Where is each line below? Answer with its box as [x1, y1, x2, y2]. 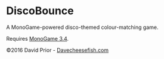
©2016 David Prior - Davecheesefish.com [6, 46, 109, 54]
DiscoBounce [6, 4, 74, 18]
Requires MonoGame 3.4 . [6, 35, 69, 42]
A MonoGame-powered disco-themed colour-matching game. [6, 24, 159, 31]
